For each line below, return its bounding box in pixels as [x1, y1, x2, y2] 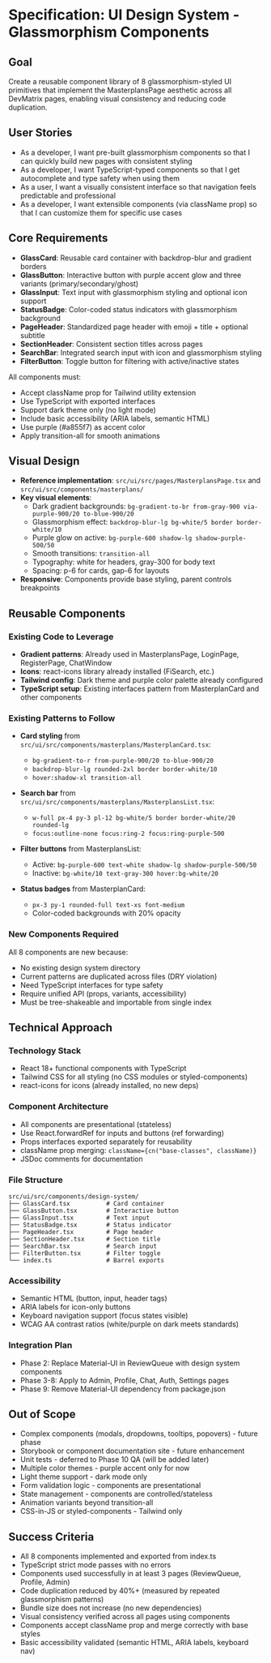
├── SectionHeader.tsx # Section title [8, 1235, 161, 1243]
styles [19, 1629, 40, 1639]
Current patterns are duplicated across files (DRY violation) [19, 971, 218, 981]
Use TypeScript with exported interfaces [19, 396, 156, 406]
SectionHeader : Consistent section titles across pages [19, 339, 204, 349]
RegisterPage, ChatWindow [19, 658, 112, 668]
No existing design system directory [19, 962, 141, 972]
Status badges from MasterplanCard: [19, 884, 146, 894]
